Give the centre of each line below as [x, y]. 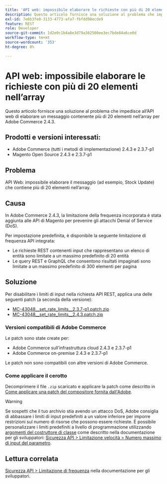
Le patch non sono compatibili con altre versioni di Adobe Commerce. [77, 363]
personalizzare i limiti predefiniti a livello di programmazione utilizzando [78, 427]
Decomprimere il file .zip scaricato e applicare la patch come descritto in [80, 387]
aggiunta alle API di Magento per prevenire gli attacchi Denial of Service [79, 221]
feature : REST [20, 24]
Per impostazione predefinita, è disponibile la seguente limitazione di [76, 236]
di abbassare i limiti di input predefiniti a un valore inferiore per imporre [78, 417]
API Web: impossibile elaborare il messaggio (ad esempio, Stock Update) [80, 182]
